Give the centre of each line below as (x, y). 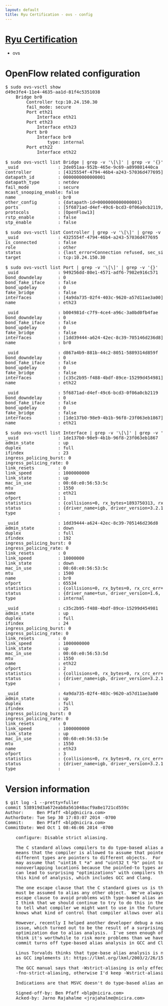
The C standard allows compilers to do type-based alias (87, 848)
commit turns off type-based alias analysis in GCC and (86, 943)
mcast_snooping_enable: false (42, 192)
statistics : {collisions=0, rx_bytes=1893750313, (80, 503)
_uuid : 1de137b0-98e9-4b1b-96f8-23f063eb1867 (82, 438)
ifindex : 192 (38, 538)
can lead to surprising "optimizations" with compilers (86, 873)
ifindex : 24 (37, 624)
